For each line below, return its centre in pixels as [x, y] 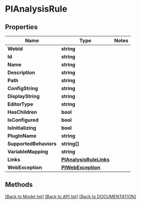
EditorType [20, 104]
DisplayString [24, 96]
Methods [19, 185]
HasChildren [22, 112]
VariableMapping [28, 152]
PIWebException [81, 167]
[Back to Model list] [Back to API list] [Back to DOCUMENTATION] [71, 196]
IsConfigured [23, 120]
